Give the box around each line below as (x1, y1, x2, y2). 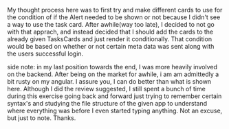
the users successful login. (7, 49, 84, 58)
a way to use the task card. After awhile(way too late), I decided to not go (7, 21, 215, 28)
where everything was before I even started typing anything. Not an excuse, (7, 106, 223, 115)
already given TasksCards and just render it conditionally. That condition (7, 35, 212, 43)
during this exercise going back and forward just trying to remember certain (7, 92, 222, 100)
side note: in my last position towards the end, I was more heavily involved (7, 63, 218, 71)
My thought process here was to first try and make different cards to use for (7, 6, 223, 14)
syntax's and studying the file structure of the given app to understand (7, 99, 208, 107)
